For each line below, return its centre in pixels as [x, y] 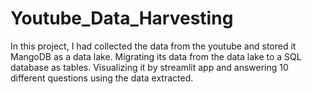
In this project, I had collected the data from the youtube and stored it [153, 46]
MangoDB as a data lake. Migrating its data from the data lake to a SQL [156, 56]
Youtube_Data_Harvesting [122, 18]
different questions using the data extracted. [102, 78]
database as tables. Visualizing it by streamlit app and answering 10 [149, 67]
